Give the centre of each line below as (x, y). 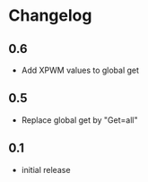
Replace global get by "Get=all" (79, 120)
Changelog (50, 16)
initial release (46, 169)
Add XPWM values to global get (80, 70)
